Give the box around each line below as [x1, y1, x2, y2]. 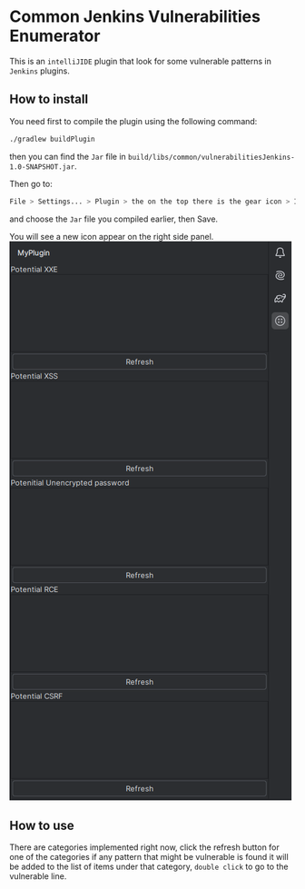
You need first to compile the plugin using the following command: [9, 115, 258, 126]
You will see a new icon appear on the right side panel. [9, 231, 214, 242]
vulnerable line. [9, 871, 67, 882]
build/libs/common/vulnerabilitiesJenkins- [128, 153, 295, 162]
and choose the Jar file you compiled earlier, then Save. [9, 213, 219, 224]
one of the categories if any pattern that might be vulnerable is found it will [9, 852, 289, 863]
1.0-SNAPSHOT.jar [9, 162, 75, 172]
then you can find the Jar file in [9, 151, 127, 162]
